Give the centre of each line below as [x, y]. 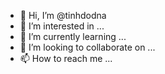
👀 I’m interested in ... [62, 26]
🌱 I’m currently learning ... [73, 36]
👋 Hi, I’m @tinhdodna [63, 15]
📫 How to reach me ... [66, 58]
